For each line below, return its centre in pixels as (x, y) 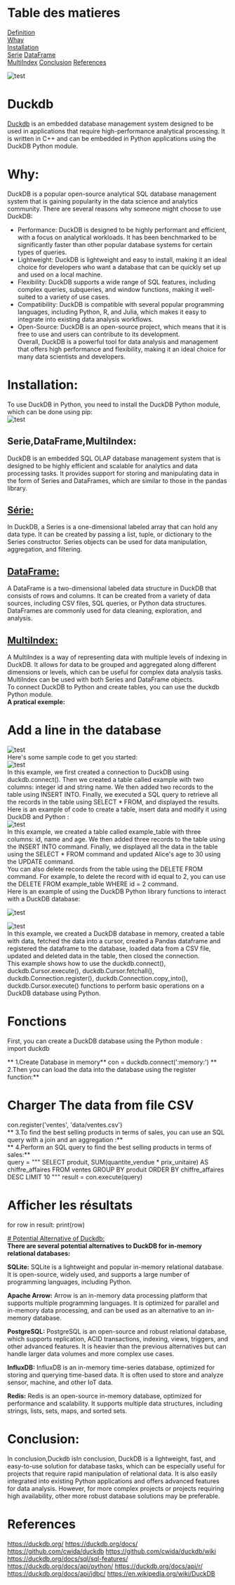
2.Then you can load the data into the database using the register (102, 1069)
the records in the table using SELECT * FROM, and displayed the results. (114, 802)
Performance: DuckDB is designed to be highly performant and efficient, (122, 230)
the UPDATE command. (41, 861)
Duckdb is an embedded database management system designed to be (110, 124)
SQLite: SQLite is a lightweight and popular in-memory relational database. (116, 1267)
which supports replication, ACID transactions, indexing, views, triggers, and (118, 1339)
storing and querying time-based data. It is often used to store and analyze (115, 1374)
